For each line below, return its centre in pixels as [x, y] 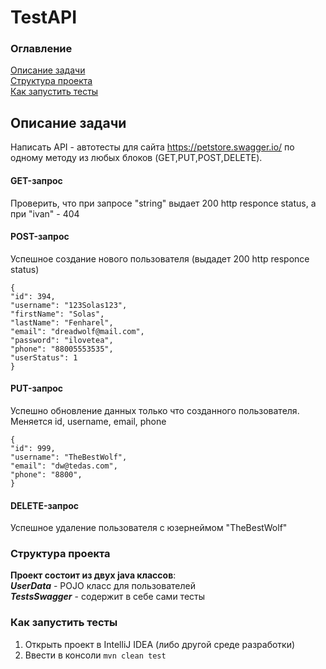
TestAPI [44, 17]
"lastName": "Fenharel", [62, 322]
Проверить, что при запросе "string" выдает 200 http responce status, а [163, 203]
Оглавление [41, 49]
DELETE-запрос [45, 505]
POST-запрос [40, 237]
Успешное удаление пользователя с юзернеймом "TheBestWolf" [149, 528]
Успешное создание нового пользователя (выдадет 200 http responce [160, 258]
